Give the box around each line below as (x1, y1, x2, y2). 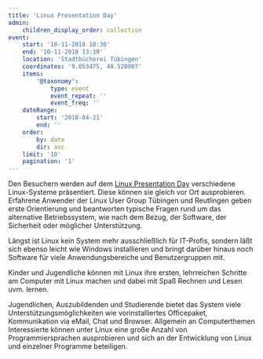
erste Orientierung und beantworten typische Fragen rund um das (8, 204, 221, 214)
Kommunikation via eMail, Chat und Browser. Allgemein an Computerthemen (8, 317, 255, 326)
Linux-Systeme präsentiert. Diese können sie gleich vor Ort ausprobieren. (8, 188, 247, 197)
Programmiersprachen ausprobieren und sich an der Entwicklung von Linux (8, 333, 253, 343)
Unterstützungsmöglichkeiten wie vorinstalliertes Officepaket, (8, 308, 208, 318)
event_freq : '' (49, 99, 100, 107)
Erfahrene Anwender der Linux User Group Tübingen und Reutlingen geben (8, 196, 252, 205)
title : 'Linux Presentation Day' (8, 11, 118, 20)
